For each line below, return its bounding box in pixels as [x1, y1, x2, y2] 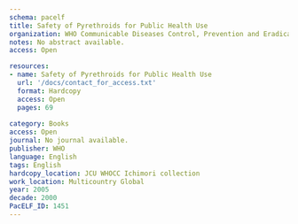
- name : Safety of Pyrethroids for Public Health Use [9, 70, 213, 80]
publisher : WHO [9, 144, 66, 153]
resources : [9, 62, 50, 71]
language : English [9, 152, 77, 161]
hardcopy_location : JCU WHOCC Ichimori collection [9, 169, 200, 178]
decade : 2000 [9, 194, 58, 203]
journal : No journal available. [9, 136, 129, 145]
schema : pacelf [9, 12, 66, 22]
